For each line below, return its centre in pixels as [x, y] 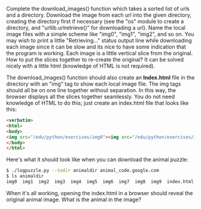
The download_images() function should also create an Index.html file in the [100, 78]
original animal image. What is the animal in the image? [74, 199]
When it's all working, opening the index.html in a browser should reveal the [100, 193]
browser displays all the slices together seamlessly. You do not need [91, 96]
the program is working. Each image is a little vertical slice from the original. [100, 53]
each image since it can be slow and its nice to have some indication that [96, 47]
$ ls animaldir [25, 176]
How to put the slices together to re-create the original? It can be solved [95, 60]
